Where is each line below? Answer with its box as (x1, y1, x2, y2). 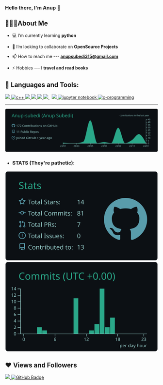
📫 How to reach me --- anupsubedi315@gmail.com (12, 53, 118, 59)
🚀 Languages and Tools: (5, 81, 79, 89)
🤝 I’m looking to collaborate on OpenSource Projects (12, 44, 118, 49)
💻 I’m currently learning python (12, 32, 77, 38)
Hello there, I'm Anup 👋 (5, 4, 61, 11)
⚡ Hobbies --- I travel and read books (12, 65, 88, 71)
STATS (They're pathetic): (12, 160, 75, 166)
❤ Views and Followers (5, 361, 78, 369)
